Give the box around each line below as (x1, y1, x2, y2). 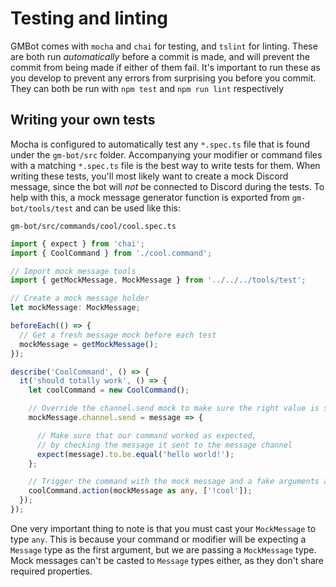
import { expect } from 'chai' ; (10, 238, 145, 249)
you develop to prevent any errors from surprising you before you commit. (10, 72, 317, 84)
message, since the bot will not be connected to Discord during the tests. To (10, 180, 325, 192)
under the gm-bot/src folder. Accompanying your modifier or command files (10, 148, 323, 161)
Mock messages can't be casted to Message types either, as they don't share (10, 554, 324, 566)
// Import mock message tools (10, 266, 137, 276)
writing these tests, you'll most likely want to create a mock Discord (10, 170, 289, 182)
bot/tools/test (10, 203, 74, 214)
